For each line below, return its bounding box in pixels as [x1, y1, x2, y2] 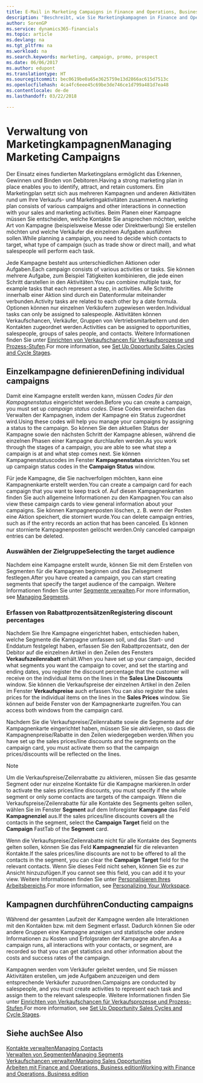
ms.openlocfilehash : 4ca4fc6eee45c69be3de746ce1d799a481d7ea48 [6, 82, 169, 88]
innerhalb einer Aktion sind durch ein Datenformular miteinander [6, 291, 166, 298]
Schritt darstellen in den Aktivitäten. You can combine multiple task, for [6, 278, 181, 285]
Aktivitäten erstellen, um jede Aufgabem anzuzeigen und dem [6, 972, 160, 980]
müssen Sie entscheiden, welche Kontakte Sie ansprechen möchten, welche [6, 215, 196, 223]
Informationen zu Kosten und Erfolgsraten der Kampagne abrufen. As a [6, 935, 182, 942]
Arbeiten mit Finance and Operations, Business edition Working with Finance [6, 1064, 195, 1071]
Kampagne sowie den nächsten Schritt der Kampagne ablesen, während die [6, 431, 196, 438]
